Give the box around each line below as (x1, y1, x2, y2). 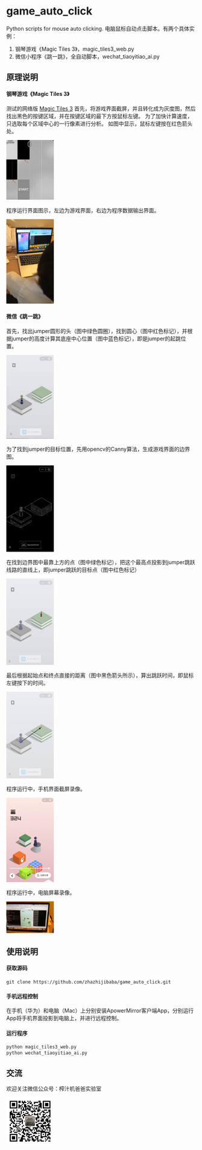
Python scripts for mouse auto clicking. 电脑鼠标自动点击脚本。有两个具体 (6, 25, 190, 32)
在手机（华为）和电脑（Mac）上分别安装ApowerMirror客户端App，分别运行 (6, 1007, 194, 1014)
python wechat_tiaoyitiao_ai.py (6, 1050, 87, 1056)
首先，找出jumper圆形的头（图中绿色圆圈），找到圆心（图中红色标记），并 (6, 327, 188, 334)
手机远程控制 (6, 993, 38, 1000)
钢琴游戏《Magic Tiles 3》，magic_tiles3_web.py (14, 45, 134, 52)
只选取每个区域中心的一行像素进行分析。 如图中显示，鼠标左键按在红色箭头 (6, 119, 193, 127)
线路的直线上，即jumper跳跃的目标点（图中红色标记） (6, 566, 140, 573)
